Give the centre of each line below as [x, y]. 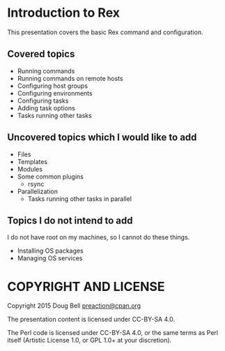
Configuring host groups [53, 86]
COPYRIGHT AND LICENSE [86, 286]
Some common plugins [50, 177]
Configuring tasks [43, 100]
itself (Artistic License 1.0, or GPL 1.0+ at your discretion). [90, 341]
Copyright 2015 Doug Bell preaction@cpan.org [74, 306]
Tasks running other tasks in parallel [80, 199]
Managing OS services [50, 258]
